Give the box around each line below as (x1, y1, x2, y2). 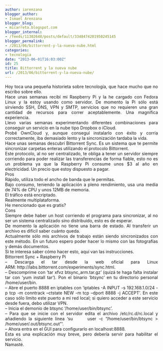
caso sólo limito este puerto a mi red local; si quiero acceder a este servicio (5, 295, 158, 301)
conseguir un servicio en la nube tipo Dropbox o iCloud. (5, 125, 116, 131)
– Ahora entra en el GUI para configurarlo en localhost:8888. (5, 326, 126, 332)
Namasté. (5, 341, 24, 347)
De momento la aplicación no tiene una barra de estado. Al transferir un (5, 223, 158, 229)
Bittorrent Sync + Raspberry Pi (5, 253, 66, 260)
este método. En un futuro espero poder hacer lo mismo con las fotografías (5, 238, 158, 244)
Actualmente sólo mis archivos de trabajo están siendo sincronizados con (5, 233, 158, 239)
